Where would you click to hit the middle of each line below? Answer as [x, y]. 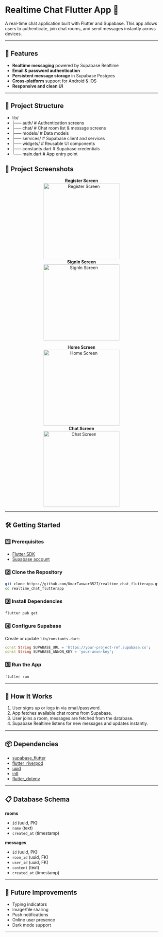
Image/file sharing [30, 909]
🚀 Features [22, 54]
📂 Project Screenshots [39, 169]
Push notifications [30, 915]
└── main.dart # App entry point [45, 154]
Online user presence [33, 919]
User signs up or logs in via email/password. [56, 708]
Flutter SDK [24, 554]
